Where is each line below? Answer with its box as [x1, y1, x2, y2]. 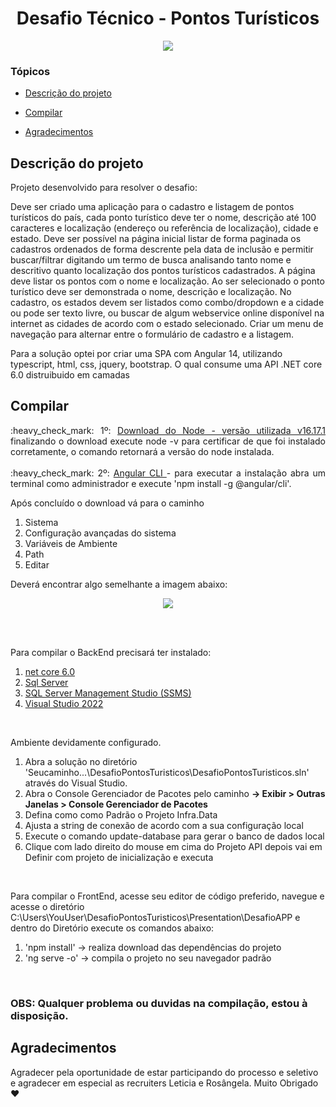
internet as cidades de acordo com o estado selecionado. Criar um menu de [10, 318, 324, 330]
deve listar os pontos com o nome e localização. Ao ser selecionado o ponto [10, 275, 325, 287]
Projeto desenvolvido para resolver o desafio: [10, 182, 198, 194]
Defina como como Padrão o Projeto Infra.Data [24, 808, 218, 821]
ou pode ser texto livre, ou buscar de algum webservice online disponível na [10, 307, 325, 319]
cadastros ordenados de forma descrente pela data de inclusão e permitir [10, 243, 314, 256]
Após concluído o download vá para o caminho [10, 497, 205, 509]
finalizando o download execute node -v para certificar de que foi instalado [10, 435, 326, 447]
